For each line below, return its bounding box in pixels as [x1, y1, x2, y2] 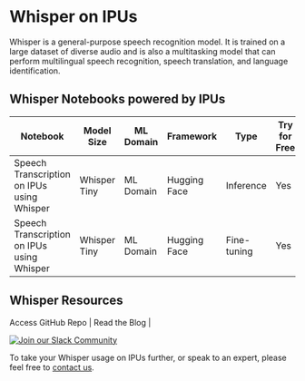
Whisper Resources [9, 293, 124, 308]
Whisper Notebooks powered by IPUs [9, 92, 226, 107]
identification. [9, 65, 61, 76]
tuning [225, 245, 253, 258]
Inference [225, 179, 268, 191]
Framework [166, 130, 218, 142]
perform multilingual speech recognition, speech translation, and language [9, 55, 289, 66]
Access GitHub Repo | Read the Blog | [9, 317, 152, 327]
